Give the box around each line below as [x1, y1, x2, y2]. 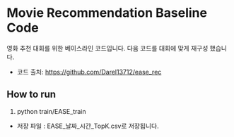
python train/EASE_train [16, 107, 86, 115]
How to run [6, 89, 57, 100]
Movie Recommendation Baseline [6, 5, 208, 21]
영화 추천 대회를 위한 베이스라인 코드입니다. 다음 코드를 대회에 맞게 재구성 [6, 44, 209, 52]
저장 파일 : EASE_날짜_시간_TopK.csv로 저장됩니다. [16, 122, 160, 130]
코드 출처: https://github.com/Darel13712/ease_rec [16, 67, 162, 76]
